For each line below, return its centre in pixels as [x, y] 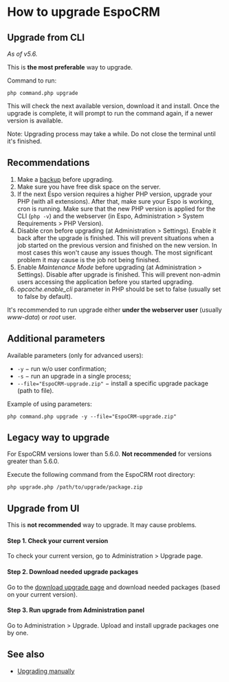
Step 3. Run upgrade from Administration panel [76, 610]
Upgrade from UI [43, 508]
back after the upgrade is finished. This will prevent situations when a [116, 237]
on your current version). [42, 594]
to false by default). [45, 296]
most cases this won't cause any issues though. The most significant [115, 253]
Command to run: [32, 81]
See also [26, 654]
